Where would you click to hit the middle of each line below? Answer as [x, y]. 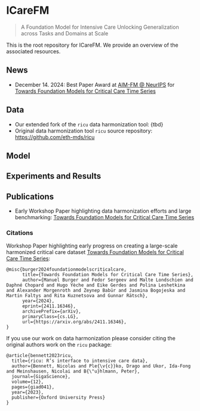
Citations [20, 233]
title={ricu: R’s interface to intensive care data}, [80, 361]
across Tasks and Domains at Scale [64, 33]
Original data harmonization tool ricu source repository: [84, 131]
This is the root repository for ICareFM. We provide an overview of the [92, 45]
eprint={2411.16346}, [49, 306]
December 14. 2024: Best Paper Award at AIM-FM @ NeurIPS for [95, 84]
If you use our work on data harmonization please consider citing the [91, 339]
